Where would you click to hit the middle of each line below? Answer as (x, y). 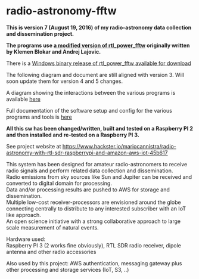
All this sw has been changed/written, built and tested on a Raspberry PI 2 (100, 128)
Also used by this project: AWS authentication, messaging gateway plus (94, 263)
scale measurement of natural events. (53, 227)
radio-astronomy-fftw (62, 11)
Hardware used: (26, 239)
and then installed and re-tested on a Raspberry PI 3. (73, 135)
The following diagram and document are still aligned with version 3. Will (95, 75)
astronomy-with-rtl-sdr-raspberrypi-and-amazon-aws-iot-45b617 (87, 153)
